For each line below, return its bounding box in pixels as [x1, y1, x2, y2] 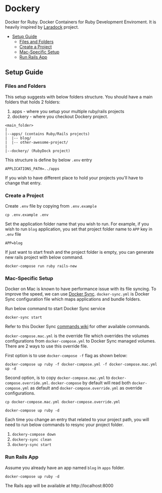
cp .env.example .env [5, 212, 49, 217]
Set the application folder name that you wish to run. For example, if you [5, 221, 149, 227]
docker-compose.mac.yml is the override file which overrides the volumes [5, 333, 149, 339]
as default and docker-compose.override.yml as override [30, 385, 142, 391]
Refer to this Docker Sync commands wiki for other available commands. [5, 324, 150, 329]
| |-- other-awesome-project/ [5, 140, 68, 145]
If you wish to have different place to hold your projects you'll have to [5, 175, 144, 181]
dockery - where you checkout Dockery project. [12, 114, 108, 119]
